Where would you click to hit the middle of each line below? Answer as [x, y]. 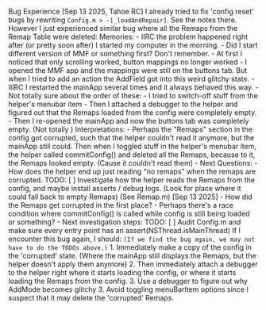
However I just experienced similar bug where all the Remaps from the [123, 28]
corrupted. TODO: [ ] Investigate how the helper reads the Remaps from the [132, 180]
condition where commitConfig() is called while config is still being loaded [129, 214]
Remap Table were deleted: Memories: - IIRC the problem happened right [128, 36]
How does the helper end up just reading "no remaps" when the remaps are [132, 171]
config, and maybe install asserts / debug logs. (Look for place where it [125, 188]
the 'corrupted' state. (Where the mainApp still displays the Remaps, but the [132, 256]
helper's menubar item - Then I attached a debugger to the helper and [123, 104]
